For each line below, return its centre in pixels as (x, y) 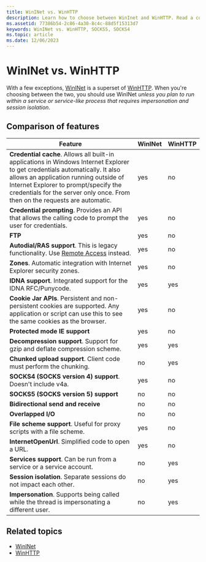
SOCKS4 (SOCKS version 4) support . (65, 376)
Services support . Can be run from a (63, 459)
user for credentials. (38, 226)
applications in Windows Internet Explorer (70, 162)
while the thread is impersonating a (60, 502)
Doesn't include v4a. (39, 384)
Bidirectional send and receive (55, 404)
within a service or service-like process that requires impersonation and (97, 101)
